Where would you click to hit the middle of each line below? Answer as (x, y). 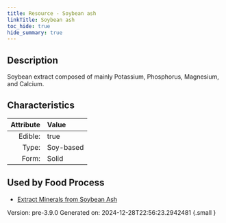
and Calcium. (26, 84)
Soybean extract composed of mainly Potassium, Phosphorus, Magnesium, (113, 77)
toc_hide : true (29, 26)
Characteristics (41, 106)
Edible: (29, 136)
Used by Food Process (56, 183)
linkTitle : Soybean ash (41, 20)
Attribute (26, 124)
